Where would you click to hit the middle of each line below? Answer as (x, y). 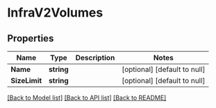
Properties (31, 38)
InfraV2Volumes (55, 13)
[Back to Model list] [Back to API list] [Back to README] (87, 98)
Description (95, 58)
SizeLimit (26, 81)
